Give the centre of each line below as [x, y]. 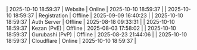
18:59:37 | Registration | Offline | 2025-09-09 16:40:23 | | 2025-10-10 [98, 15]
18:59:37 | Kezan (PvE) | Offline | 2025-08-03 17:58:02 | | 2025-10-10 [91, 28]
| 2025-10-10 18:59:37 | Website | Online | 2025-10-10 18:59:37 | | [86, 9]
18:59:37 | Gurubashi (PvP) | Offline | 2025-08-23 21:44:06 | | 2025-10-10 [97, 35]
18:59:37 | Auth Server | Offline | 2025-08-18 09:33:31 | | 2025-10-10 [91, 22]
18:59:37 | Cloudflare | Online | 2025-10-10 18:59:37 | [71, 41]
